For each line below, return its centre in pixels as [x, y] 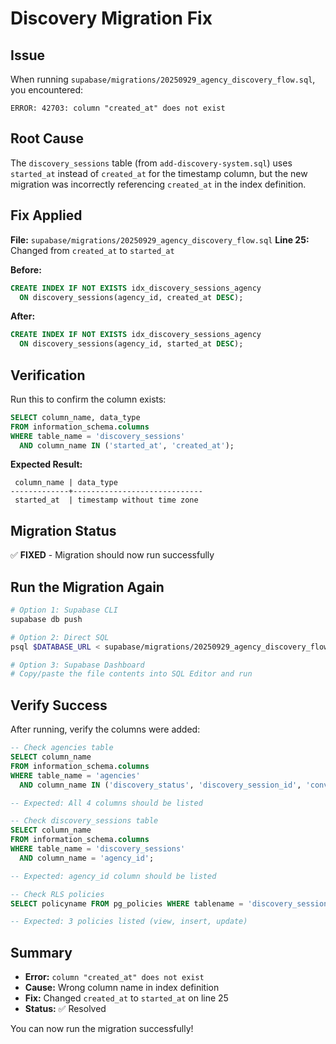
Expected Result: [46, 464]
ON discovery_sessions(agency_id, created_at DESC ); [131, 297]
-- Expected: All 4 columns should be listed [106, 803]
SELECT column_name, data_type [75, 417]
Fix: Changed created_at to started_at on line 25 [126, 998]
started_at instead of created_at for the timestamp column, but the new [159, 173]
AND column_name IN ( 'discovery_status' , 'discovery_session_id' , [160, 785]
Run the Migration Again [87, 587]
